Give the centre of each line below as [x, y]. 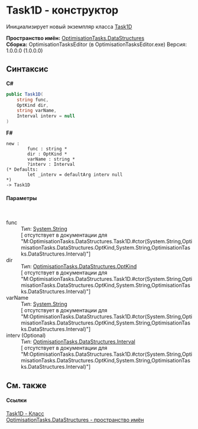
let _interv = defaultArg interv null [75, 175]
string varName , [37, 111]
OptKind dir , [33, 105]
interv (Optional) [26, 335]
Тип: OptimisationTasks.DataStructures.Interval [78, 342]
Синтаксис [27, 69]
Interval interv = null [46, 116]
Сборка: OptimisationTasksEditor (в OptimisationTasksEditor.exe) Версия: [97, 44]
